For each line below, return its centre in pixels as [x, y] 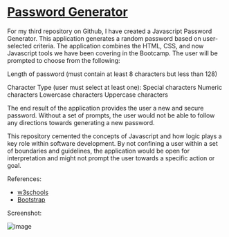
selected [20, 46]
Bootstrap [31, 199]
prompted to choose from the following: [64, 60]
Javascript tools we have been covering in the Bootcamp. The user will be [112, 53]
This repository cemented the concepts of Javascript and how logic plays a [115, 136]
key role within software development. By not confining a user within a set [112, 143]
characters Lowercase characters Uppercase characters [88, 95]
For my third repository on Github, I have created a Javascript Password [110, 31]
